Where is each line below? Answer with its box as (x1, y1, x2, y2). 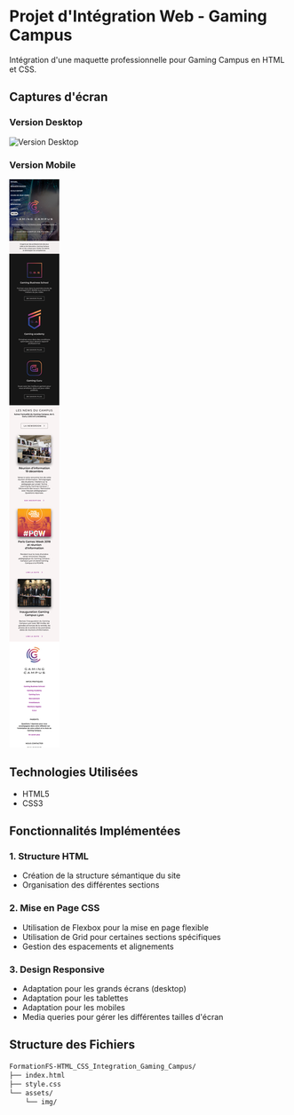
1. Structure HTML (9, 850, 89, 863)
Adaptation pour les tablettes (21, 992, 129, 1004)
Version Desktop (9, 116, 83, 129)
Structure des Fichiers (9, 1037, 136, 1053)
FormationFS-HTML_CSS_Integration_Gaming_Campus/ (9, 1062, 197, 1071)
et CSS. (9, 64, 37, 75)
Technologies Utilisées (9, 765, 139, 780)
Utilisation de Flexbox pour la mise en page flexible (21, 921, 209, 933)
